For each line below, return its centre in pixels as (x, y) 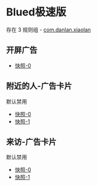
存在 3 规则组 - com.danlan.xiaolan (48, 30)
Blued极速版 (36, 12)
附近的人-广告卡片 (39, 86)
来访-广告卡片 (31, 142)
